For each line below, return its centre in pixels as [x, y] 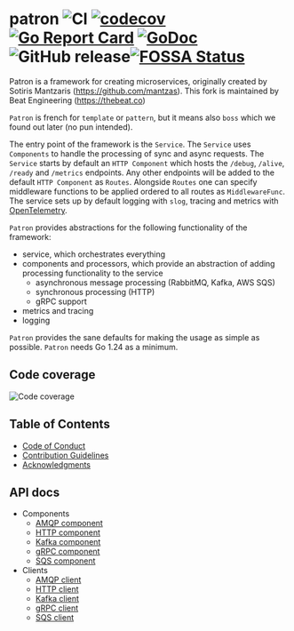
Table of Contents [60, 424]
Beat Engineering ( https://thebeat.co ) [78, 100]
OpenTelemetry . [39, 210]
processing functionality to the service [92, 273]
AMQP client [58, 580]
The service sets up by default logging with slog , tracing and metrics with [144, 201]
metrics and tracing [58, 310]
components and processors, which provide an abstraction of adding [148, 263]
